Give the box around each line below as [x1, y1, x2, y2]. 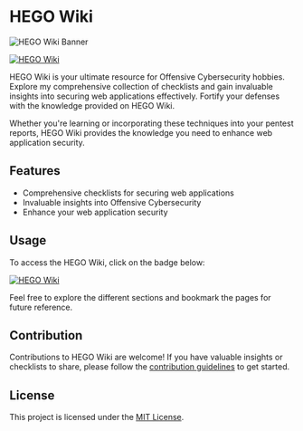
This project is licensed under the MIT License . [9, 412, 185, 423]
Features [9, 163, 61, 178]
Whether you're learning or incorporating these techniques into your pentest [9, 118, 294, 129]
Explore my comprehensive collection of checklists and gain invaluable [9, 81, 273, 91]
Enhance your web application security [22, 206, 169, 217]
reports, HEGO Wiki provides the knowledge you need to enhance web [9, 127, 273, 138]
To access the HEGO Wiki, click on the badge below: [9, 256, 205, 268]
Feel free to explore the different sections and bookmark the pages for [9, 292, 271, 302]
